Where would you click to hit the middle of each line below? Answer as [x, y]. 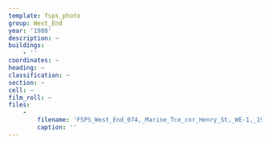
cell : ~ [21, 90]
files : [19, 105]
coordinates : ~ [34, 61]
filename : [53, 120]
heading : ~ [27, 68]
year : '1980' [30, 30]
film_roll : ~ [30, 98]
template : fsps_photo [45, 16]
